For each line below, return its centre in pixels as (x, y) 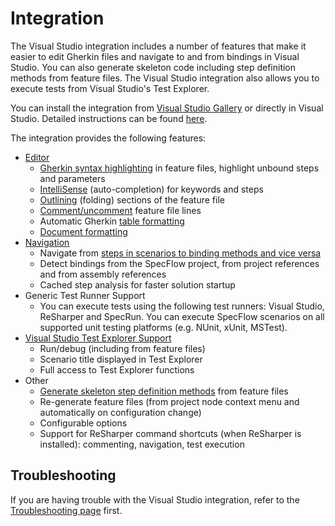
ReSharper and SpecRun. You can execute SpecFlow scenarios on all (182, 316)
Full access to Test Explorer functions (117, 369)
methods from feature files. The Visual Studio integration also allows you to (165, 78)
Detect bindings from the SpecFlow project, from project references (179, 263)
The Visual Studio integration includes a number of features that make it (158, 46)
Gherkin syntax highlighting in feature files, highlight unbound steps (179, 168)
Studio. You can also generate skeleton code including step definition (153, 67)
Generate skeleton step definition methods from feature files (164, 391)
